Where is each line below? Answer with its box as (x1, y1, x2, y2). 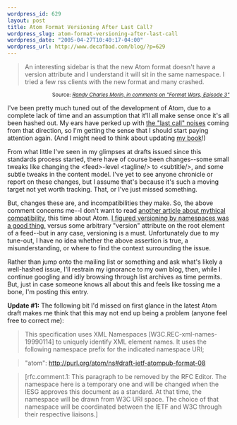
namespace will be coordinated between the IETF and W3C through (24, 402, 222, 411)
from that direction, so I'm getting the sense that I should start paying (7, 127, 209, 134)
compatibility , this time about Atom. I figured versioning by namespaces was (7, 214, 229, 222)
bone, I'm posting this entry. (7, 288, 90, 296)
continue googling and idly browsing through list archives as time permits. (7, 273, 222, 281)
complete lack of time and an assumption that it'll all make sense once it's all (7, 111, 230, 120)
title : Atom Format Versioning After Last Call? (7, 23, 153, 30)
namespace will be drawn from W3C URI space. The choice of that (24, 395, 219, 403)
